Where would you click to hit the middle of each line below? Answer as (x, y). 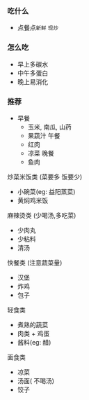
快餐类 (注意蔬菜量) (35, 262)
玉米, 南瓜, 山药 (49, 127)
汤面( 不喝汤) (35, 380)
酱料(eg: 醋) (34, 342)
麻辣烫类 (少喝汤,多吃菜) (42, 215)
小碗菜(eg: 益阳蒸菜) (46, 191)
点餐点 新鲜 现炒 (38, 28)
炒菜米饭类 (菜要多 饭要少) (45, 177)
